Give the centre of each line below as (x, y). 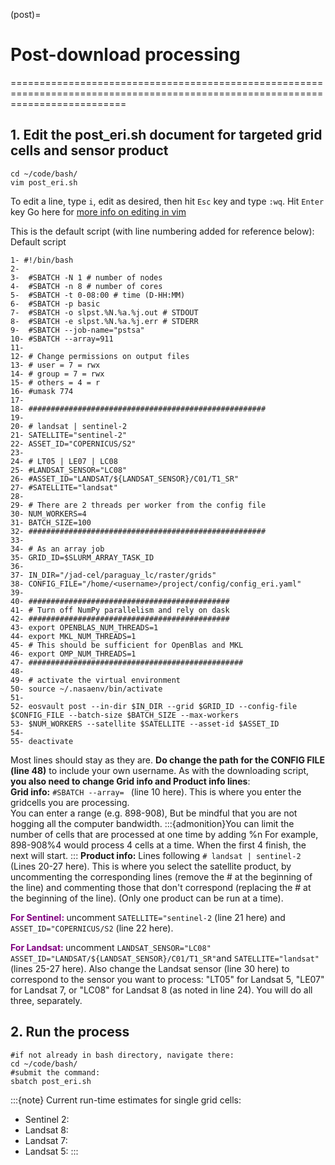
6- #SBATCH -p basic (55, 304)
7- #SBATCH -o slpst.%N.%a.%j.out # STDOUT (104, 312)
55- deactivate (42, 741)
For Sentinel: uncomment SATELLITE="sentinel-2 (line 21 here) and (148, 917)
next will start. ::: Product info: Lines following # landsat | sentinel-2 (156, 855)
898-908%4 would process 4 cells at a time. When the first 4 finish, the (158, 845)
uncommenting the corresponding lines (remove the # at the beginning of (161, 876)
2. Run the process (70, 1032)
